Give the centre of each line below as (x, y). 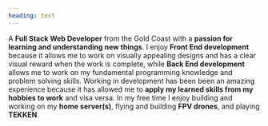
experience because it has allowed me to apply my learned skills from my (131, 89)
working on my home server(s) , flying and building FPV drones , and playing (134, 106)
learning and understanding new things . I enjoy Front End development (129, 47)
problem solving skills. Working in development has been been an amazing (132, 81)
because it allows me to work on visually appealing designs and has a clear (132, 55)
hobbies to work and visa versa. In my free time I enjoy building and (120, 97)
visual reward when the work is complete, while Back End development (127, 64)
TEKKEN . (24, 114)
